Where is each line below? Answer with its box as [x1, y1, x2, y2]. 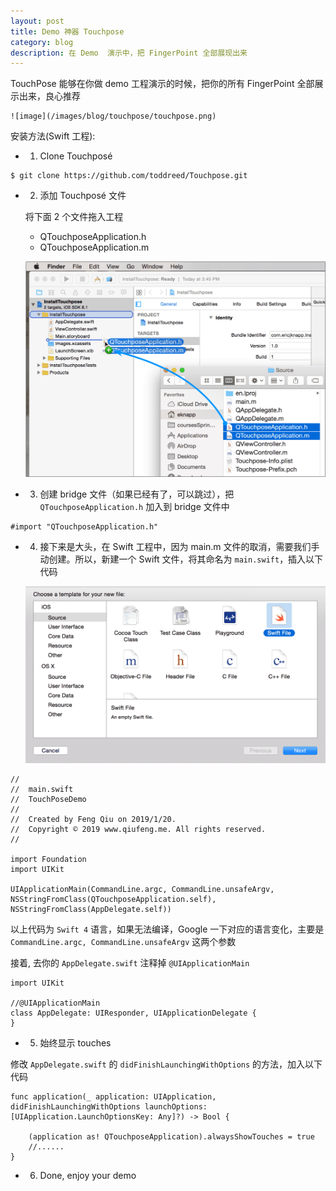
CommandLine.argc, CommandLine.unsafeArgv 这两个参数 [10, 936, 237, 948]
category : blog [10, 37, 74, 47]
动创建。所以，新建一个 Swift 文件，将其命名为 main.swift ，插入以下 [39, 553, 324, 565]
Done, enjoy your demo [39, 1170, 137, 1182]
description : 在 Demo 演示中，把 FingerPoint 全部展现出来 [10, 48, 248, 58]
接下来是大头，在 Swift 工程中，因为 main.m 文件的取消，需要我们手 [39, 540, 320, 552]
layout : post [10, 16, 65, 26]
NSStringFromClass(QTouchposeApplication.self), [10, 895, 217, 905]
